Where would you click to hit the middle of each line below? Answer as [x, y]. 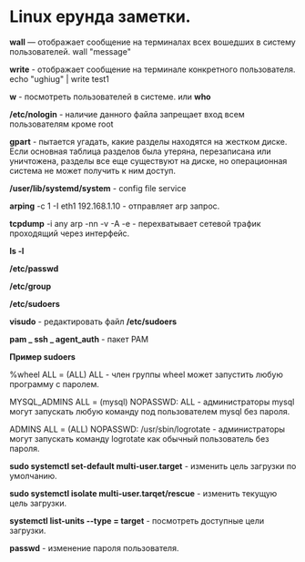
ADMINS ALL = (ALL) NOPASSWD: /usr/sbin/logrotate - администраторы [147, 429]
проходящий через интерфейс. [70, 233]
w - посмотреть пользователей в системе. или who [110, 97]
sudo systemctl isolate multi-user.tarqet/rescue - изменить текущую [143, 493]
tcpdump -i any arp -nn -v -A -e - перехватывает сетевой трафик [135, 223]
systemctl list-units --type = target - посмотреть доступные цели [137, 520]
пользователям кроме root [61, 124]
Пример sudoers [42, 356]
